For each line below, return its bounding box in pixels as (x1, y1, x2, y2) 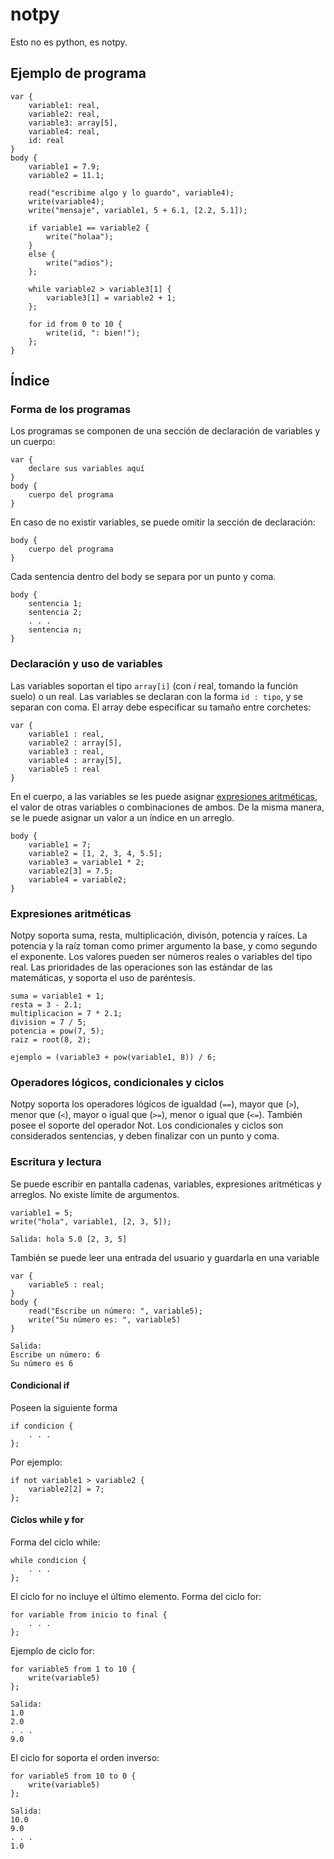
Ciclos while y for (10, 1514, 85, 1526)
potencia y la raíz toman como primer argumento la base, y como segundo (10, 940, 318, 952)
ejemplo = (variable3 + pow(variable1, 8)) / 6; (10, 1053, 217, 1063)
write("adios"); (46, 258, 114, 268)
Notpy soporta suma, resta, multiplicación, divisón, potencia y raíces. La (10, 929, 308, 942)
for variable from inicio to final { (10, 1610, 168, 1620)
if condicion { (10, 1421, 74, 1431)
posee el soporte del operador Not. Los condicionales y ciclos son (10, 1119, 284, 1132)
